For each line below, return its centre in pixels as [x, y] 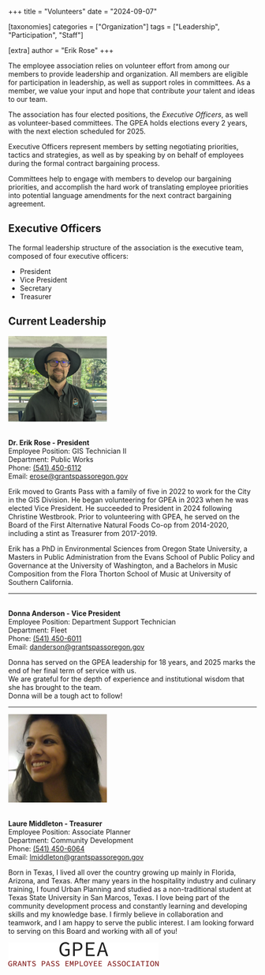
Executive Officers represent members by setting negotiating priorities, [123, 146]
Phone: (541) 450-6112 [45, 468]
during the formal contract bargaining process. [84, 163]
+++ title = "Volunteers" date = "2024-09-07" [83, 11]
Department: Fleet [37, 630]
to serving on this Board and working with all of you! [93, 932]
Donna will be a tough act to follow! [65, 696]
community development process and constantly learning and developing [128, 906]
